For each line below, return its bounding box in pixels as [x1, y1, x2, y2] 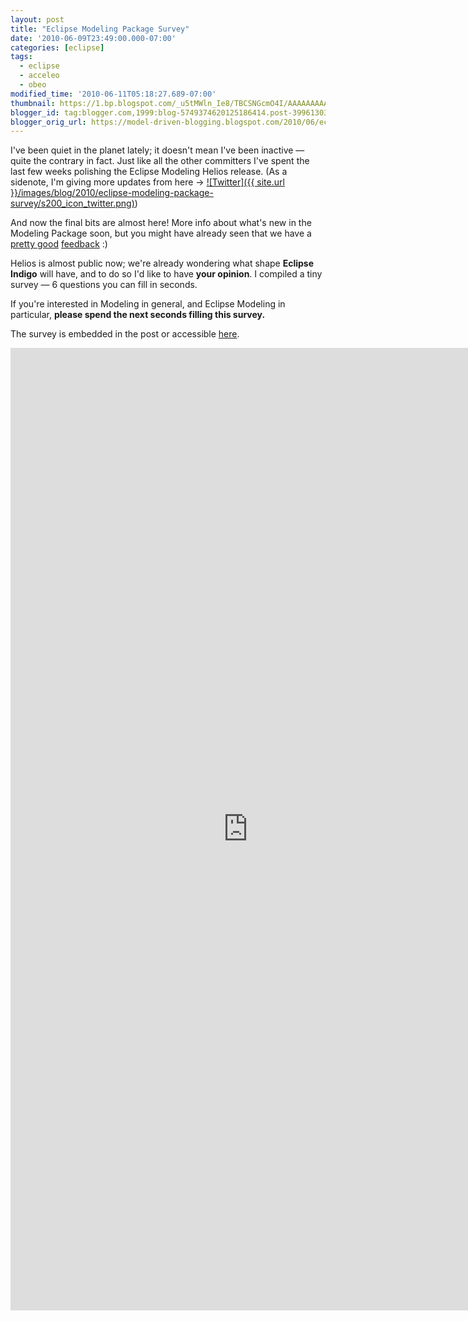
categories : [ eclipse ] [10, 42, 105, 53]
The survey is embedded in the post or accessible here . [10, 328, 240, 340]
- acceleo [19, 71, 60, 81]
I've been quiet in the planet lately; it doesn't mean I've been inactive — [10, 144, 305, 156]
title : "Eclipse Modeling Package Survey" [10, 24, 190, 34]
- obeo [19, 80, 47, 90]
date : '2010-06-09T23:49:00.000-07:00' [10, 33, 177, 43]
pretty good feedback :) [10, 238, 108, 250]
